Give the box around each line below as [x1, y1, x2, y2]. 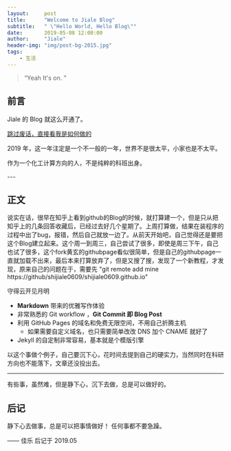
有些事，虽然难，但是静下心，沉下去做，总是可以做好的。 [7, 380, 170, 388]
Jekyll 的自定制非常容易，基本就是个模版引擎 [16, 336, 144, 344]
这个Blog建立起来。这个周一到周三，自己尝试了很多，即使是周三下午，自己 [7, 239, 219, 247]
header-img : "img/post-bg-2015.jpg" [7, 42, 112, 49]
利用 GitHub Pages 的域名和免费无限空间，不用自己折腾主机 [16, 319, 187, 327]
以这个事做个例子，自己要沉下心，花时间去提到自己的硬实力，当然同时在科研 [7, 351, 224, 359]
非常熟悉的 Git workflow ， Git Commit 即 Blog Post [16, 310, 163, 318]
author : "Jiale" [7, 36, 67, 43]
